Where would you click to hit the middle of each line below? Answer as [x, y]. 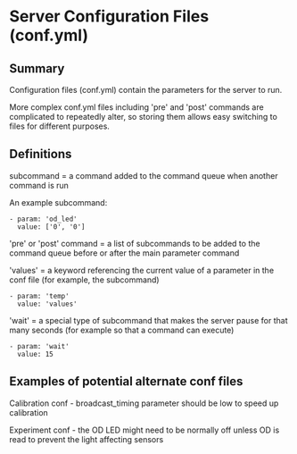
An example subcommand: [58, 202]
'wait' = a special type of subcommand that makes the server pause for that [148, 320]
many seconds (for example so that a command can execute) [122, 330]
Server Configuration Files [109, 17]
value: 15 [35, 354]
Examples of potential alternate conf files [126, 382]
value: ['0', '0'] [52, 227]
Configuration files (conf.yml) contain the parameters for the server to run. [146, 90]
